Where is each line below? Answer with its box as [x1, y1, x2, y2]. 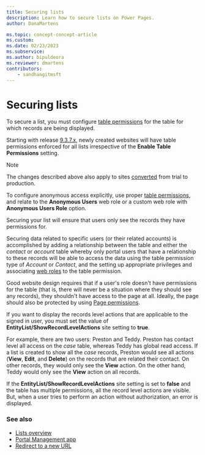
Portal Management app [15, 435, 76, 443]
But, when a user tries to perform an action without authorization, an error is [6, 393, 198, 400]
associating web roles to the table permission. [6, 267, 122, 275]
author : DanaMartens [6, 20, 59, 26]
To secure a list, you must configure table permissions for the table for [6, 118, 184, 126]
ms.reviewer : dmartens [6, 59, 64, 66]
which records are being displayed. [6, 124, 95, 132]
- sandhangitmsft [17, 71, 62, 77]
